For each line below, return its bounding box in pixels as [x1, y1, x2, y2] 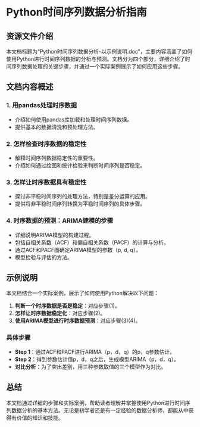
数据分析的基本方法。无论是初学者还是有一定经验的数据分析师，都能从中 [11, 406, 189, 414]
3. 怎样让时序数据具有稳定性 [6, 178, 87, 186]
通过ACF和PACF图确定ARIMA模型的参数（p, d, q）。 [14, 246, 142, 253]
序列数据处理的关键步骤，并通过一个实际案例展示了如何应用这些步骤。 [11, 63, 183, 70]
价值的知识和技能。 [16, 414, 64, 421]
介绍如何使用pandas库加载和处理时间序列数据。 [14, 116, 133, 123]
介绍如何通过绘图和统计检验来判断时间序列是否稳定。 [14, 161, 146, 169]
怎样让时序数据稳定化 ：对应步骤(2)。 [14, 310, 106, 317]
